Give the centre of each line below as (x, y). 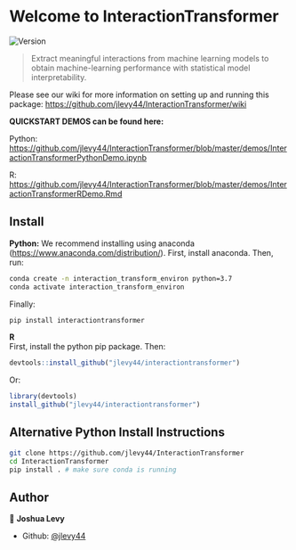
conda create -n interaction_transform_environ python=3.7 (121, 278)
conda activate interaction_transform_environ (97, 287)
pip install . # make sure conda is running (93, 470)
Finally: (22, 304)
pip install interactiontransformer (77, 320)
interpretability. (59, 77)
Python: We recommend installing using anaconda (102, 243)
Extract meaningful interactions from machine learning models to (150, 58)
